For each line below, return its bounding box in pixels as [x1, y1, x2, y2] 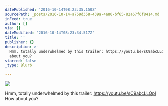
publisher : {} [5, 40, 35, 45]
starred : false [5, 58, 37, 63]
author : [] [5, 21, 28, 26]
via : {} [5, 26, 21, 31]
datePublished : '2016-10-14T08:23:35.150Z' [5, 7, 97, 12]
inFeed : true [5, 16, 32, 21]
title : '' [5, 35, 26, 40]
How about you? [5, 96, 39, 102]
